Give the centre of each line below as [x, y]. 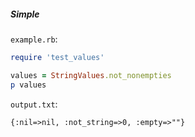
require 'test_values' [57, 57]
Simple [25, 14]
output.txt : [34, 104]
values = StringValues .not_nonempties [91, 75]
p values [28, 85]
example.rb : [34, 39]
